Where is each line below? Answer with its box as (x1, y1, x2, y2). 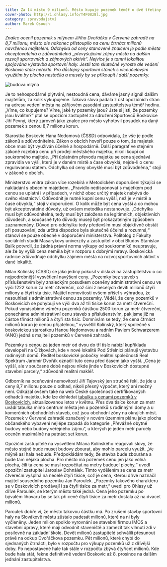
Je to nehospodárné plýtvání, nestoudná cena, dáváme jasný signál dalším (5, 91, 158, 97)
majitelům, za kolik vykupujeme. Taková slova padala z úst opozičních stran (5, 97, 160, 103)
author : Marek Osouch (5, 21, 50, 26)
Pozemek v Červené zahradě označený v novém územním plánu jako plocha (5, 415, 162, 421)
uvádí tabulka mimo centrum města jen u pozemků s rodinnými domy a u (5, 404, 154, 410)
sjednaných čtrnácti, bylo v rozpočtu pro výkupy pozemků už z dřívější (5, 541, 150, 547)
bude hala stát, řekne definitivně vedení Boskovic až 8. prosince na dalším (5, 551, 157, 557)
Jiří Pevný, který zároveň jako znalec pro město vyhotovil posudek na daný (5, 118, 159, 124)
